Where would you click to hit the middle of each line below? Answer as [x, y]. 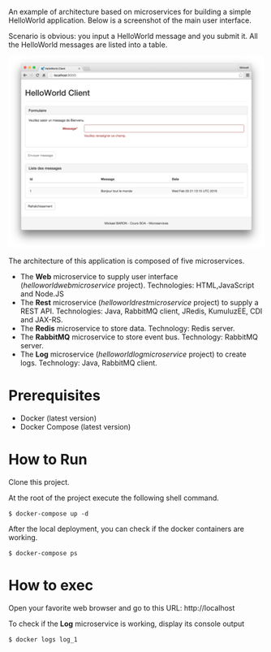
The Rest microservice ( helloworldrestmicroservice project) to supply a [139, 302]
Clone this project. [39, 481]
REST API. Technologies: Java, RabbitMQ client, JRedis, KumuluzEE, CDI [141, 311]
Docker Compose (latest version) [75, 426]
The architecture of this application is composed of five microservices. [127, 261]
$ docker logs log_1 [43, 639]
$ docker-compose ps [43, 553]
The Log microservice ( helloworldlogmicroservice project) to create [133, 354]
